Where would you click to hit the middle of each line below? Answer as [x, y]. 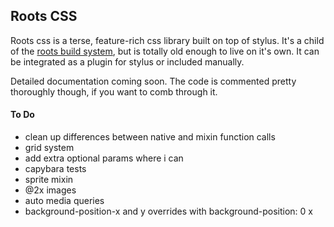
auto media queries [64, 201]
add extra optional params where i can [104, 158]
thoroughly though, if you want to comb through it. [114, 91]
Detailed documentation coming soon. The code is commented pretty [153, 81]
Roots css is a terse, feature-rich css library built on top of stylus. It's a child [167, 40]
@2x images [50, 190]
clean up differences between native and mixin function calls [150, 137]
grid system [49, 148]
